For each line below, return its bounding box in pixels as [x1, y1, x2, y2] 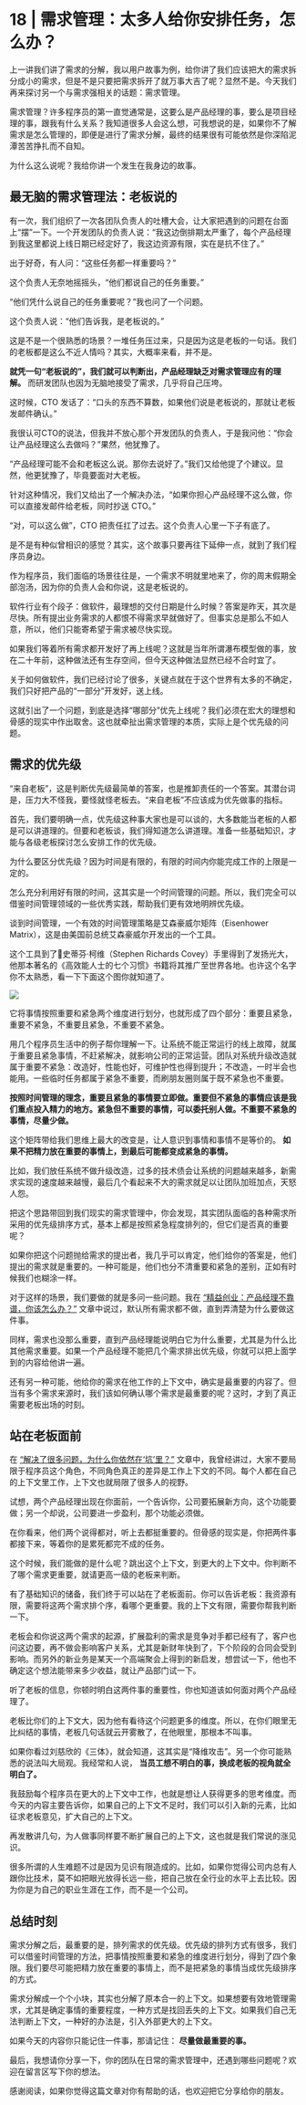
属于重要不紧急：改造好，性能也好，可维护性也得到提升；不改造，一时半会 [9, 1061, 289, 1072]
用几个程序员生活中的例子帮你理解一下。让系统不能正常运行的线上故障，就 [9, 1038, 289, 1049]
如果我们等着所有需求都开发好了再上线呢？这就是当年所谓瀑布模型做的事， [9, 643, 289, 654]
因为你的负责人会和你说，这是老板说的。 [40, 581, 193, 592]
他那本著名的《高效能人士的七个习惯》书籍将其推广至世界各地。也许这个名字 [9, 959, 297, 970]
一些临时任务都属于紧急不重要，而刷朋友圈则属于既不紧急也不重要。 [33, 1073, 289, 1084]
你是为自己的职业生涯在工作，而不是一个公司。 [16, 1884, 193, 1895]
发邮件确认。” [9, 408, 57, 419]
